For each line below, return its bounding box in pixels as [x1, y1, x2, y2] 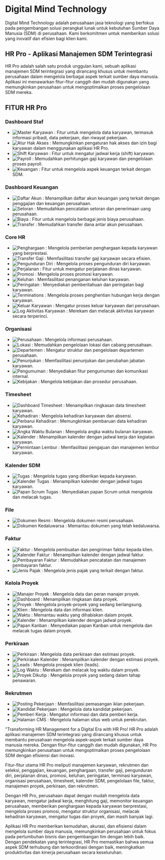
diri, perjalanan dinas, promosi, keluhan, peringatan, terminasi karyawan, [5, 773, 153, 778]
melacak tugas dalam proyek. [12, 627, 72, 633]
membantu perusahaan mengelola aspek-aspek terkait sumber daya [5, 737, 144, 743]
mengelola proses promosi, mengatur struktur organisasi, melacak [5, 809, 140, 815]
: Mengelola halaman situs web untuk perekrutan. [47, 717, 148, 723]
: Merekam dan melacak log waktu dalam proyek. [40, 667, 140, 673]
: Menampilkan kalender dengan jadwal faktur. [51, 552, 144, 558]
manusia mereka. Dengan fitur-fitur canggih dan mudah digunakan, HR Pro [5, 742, 157, 748]
